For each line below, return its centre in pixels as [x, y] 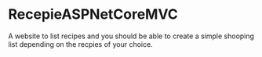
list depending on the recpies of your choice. [80, 44]
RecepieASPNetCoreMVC [93, 14]
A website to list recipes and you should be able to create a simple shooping [131, 36]
